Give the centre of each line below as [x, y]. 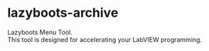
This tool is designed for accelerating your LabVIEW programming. [105, 39]
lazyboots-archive [63, 13]
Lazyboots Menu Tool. [40, 32]
